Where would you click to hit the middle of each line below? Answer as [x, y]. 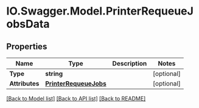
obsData [28, 24]
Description [130, 63]
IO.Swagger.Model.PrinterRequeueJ [100, 11]
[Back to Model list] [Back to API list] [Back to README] [76, 99]
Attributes [24, 83]
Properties [27, 46]
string [54, 74]
